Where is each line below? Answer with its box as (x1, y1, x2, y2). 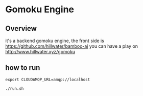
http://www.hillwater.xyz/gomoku (5, 49, 76, 54)
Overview (5, 24, 37, 33)
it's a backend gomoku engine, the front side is (5, 37, 105, 44)
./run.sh (5, 86, 24, 91)
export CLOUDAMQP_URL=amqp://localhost (5, 77, 90, 82)
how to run (5, 63, 40, 72)
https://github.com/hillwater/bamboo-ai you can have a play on (5, 43, 138, 49)
